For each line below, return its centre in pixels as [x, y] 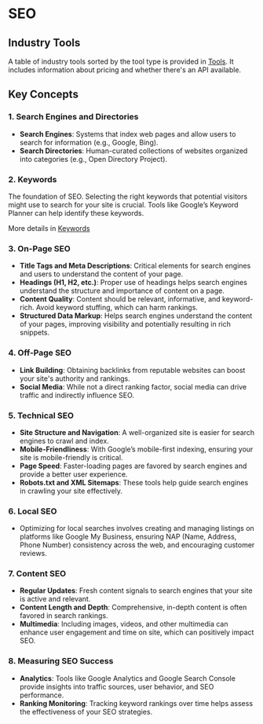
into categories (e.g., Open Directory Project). [93, 159]
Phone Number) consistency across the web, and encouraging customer [137, 545]
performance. [42, 695]
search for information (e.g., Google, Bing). [89, 142]
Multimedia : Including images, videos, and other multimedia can [124, 624]
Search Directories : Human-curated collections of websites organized [133, 151]
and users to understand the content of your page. [101, 274]
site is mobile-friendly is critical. [71, 457]
